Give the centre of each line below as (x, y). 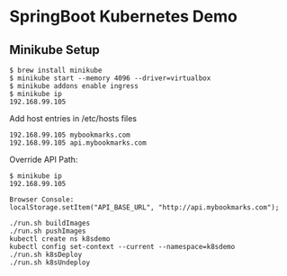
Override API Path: (44, 160)
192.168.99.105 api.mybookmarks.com (78, 143)
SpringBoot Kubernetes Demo (124, 17)
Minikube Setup (55, 50)
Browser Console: (42, 200)
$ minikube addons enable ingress (74, 86)
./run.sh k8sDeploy (46, 254)
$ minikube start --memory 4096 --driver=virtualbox (110, 78)
